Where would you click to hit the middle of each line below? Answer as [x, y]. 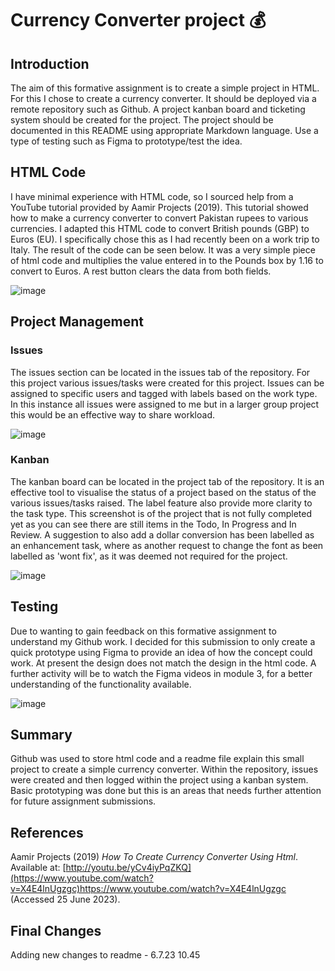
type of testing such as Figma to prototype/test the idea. [126, 141]
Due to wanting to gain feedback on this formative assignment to [143, 631]
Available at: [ [38, 868]
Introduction [50, 63]
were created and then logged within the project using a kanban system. [159, 780]
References [47, 832]
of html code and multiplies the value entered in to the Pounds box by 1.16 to [167, 260]
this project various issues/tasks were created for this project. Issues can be [167, 383]
